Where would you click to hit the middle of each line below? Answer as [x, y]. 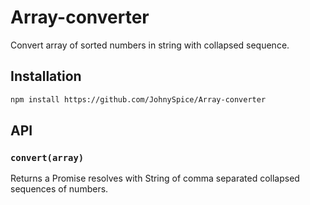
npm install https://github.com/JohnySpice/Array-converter [138, 99]
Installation [46, 76]
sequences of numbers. [59, 189]
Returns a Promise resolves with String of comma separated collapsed [155, 178]
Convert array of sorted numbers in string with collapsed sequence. [150, 45]
